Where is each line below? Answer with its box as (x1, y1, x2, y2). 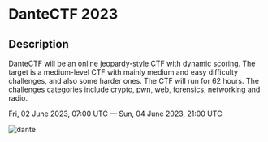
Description (8, 37, 69, 51)
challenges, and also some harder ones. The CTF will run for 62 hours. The (8, 76, 260, 85)
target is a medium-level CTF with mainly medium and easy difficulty (8, 67, 238, 77)
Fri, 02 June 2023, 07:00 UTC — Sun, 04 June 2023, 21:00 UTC (8, 109, 223, 118)
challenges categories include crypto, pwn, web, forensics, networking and (8, 84, 261, 94)
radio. (8, 93, 28, 102)
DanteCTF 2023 (8, 5, 119, 24)
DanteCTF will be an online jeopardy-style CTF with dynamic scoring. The (8, 58, 256, 68)
